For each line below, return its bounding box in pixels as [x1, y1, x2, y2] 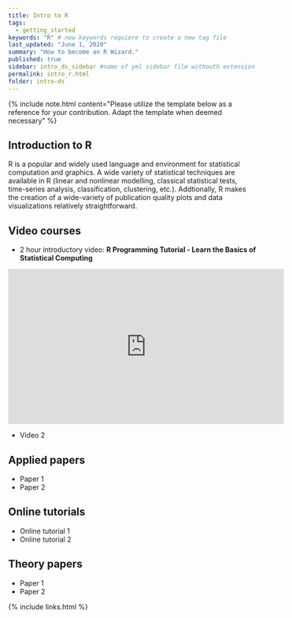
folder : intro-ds [8, 77, 65, 85]
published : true [8, 56, 61, 64]
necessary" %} [8, 116, 57, 125]
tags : [8, 19, 26, 27]
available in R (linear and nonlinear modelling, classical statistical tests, [8, 176, 238, 186]
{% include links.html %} [8, 601, 88, 611]
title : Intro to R [8, 11, 68, 20]
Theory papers [8, 557, 83, 571]
